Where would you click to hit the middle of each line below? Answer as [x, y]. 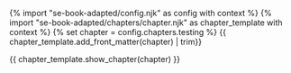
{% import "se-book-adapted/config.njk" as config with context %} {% [141, 13]
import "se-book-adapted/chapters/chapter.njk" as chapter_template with [146, 23]
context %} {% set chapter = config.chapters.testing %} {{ [118, 32]
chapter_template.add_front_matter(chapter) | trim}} [106, 41]
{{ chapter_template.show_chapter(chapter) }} [95, 59]
